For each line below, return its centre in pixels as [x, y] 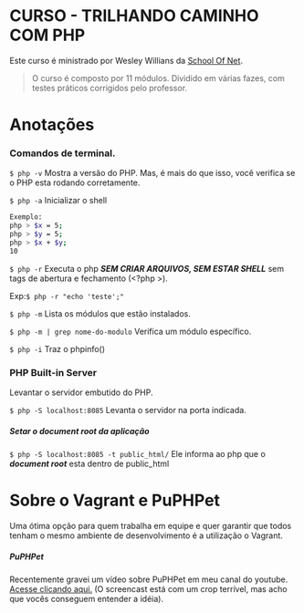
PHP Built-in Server [53, 372]
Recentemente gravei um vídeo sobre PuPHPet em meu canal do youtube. [149, 579]
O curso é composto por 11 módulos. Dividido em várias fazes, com [158, 78]
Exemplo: [26, 217]
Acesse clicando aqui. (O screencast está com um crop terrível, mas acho [148, 588]
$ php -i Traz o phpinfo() [58, 348]
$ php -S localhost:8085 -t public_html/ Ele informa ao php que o [138, 454]
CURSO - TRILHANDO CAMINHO [134, 16]
